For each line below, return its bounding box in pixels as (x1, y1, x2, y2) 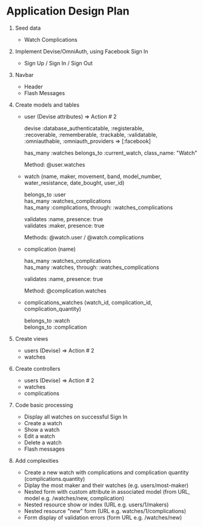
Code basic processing (15, 401, 73, 408)
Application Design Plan (6, 4, 130, 18)
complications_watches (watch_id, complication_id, (24, 299, 153, 306)
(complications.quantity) (24, 475, 85, 482)
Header (24, 83, 44, 90)
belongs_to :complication (24, 323, 87, 331)
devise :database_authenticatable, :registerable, (24, 124, 144, 131)
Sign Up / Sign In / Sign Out (24, 59, 93, 67)
